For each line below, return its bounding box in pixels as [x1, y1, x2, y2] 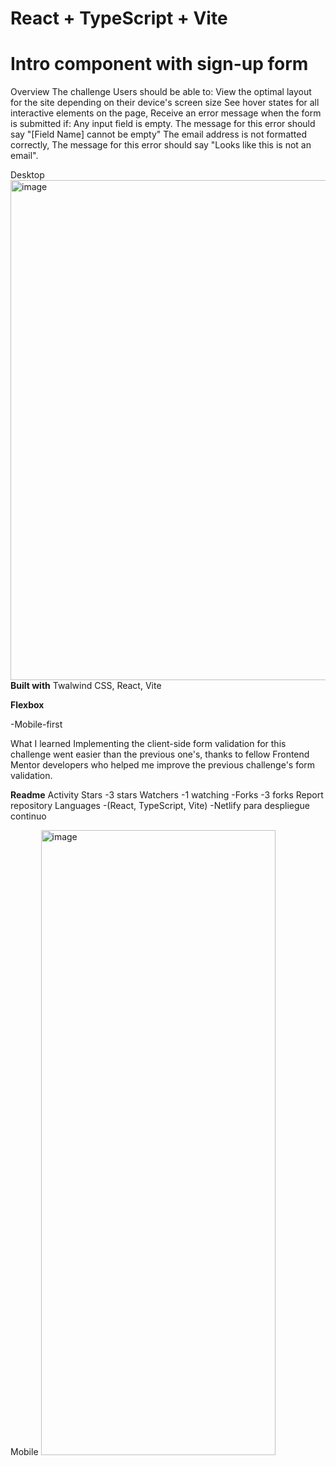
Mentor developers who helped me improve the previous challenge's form [10, 759, 316, 771]
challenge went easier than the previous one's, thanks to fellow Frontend [10, 748, 310, 761]
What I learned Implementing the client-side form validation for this [10, 738, 287, 750]
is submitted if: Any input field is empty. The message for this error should [10, 118, 316, 130]
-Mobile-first [10, 718, 63, 731]
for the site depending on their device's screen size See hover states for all [10, 97, 320, 109]
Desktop [10, 169, 45, 181]
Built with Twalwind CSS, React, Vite [10, 680, 162, 692]
